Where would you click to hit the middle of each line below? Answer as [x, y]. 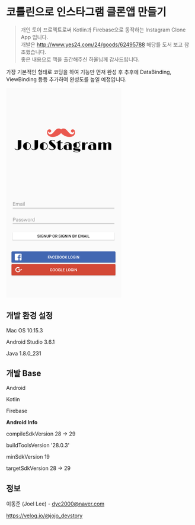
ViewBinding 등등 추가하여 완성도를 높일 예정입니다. [66, 79]
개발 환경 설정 [30, 316]
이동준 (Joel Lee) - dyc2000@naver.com [55, 504]
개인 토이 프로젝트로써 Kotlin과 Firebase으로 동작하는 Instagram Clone [103, 30]
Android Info [22, 422]
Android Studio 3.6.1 [31, 342]
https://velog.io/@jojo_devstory [44, 516]
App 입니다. [34, 37]
